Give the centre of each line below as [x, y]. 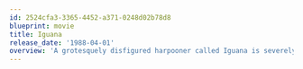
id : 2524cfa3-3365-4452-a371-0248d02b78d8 [90, 17]
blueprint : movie [42, 26]
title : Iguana [36, 34]
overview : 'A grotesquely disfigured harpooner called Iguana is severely [153, 51]
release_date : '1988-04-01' [62, 43]
